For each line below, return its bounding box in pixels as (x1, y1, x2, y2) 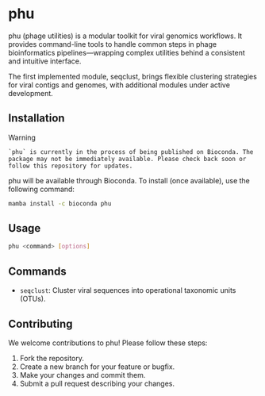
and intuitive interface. (8, 56, 82, 66)
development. (8, 88, 53, 98)
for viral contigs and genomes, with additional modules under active (8, 80, 230, 90)
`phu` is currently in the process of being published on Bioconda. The (8, 148, 254, 156)
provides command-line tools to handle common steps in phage (8, 39, 217, 48)
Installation (8, 112, 65, 125)
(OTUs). (19, 294, 46, 304)
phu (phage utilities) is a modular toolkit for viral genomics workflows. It (8, 31, 243, 40)
